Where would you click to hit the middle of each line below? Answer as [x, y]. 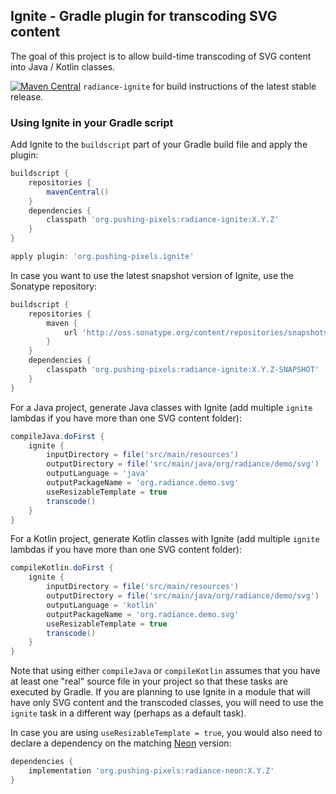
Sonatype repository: [54, 286]
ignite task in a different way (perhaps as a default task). [128, 713]
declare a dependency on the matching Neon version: [121, 743]
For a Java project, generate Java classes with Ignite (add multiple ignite [161, 407]
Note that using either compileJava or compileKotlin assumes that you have [165, 671]
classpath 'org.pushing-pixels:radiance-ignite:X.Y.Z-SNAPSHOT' [183, 370]
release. [27, 96]
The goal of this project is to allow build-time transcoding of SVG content [161, 56]
